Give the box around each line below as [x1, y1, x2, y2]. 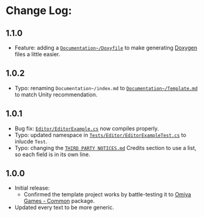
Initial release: [14, 184, 50, 192]
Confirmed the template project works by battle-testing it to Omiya [23, 191, 192, 198]
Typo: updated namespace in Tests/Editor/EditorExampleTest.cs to [14, 131, 187, 138]
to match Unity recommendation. [14, 91, 98, 98]
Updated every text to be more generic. [14, 204, 114, 211]
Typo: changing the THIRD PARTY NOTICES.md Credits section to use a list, [14, 144, 197, 151]
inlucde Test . [14, 138, 48, 145]
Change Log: [5, 4, 72, 18]
